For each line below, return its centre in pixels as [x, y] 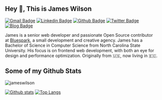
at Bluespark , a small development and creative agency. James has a [74, 40]
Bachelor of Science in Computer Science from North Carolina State [73, 45]
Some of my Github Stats [43, 71]
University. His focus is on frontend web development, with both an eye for [80, 50]
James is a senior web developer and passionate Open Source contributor [79, 35]
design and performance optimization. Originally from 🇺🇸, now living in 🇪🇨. [81, 56]
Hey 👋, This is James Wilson [48, 9]
